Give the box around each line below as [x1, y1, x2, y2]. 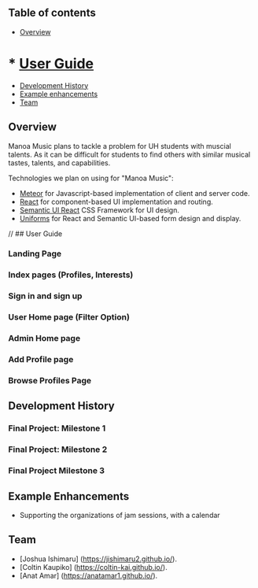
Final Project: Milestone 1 [8, 423, 106, 434]
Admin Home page [8, 333, 81, 344]
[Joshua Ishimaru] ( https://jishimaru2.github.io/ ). [19, 554, 177, 564]
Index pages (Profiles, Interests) [8, 269, 134, 280]
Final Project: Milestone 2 [8, 444, 108, 455]
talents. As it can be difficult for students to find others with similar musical [8, 150, 251, 159]
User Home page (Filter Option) [8, 312, 130, 323]
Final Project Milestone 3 [8, 465, 105, 476]
